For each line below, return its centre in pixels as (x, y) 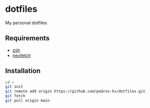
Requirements (27, 38)
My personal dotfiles (26, 23)
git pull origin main (28, 101)
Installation (23, 71)
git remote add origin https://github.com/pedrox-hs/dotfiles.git (75, 91)
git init (14, 87)
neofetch (22, 55)
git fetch (15, 96)
